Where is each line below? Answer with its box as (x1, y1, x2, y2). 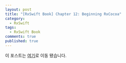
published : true (5, 39, 38, 44)
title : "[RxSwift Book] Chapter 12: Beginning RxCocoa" (5, 12, 122, 16)
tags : (5, 25, 16, 30)
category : (5, 16, 25, 21)
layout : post (5, 7, 32, 12)
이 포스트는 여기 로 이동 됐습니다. (5, 52, 67, 58)
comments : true (5, 34, 36, 39)
